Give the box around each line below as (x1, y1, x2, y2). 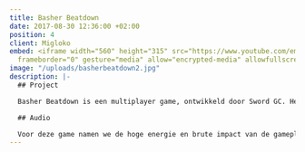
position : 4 (9, 30, 54, 39)
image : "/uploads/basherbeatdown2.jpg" (9, 64, 161, 73)
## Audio (17, 113, 51, 122)
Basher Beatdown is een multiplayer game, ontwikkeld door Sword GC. (17, 97, 286, 106)
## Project (17, 81, 59, 90)
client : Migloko (9, 38, 71, 48)
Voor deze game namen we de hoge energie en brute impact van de (17, 129, 271, 138)
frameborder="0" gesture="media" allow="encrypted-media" (17, 55, 242, 64)
